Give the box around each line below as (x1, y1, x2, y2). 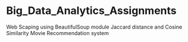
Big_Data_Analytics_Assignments (6, 4, 177, 17)
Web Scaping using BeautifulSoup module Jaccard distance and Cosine (6, 23, 183, 30)
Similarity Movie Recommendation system (6, 29, 109, 36)
